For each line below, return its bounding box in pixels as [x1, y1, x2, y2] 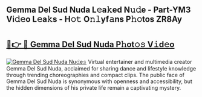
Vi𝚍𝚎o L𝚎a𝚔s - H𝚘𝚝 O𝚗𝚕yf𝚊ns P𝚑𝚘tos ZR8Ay [6, 14, 183, 25]
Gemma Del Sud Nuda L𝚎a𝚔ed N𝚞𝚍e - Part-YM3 [6, 5, 191, 15]
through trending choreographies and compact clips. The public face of [6, 72, 185, 78]
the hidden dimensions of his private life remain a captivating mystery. [6, 84, 181, 91]
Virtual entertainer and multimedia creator [88, 58, 192, 65]
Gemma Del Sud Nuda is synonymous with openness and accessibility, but [6, 78, 192, 85]
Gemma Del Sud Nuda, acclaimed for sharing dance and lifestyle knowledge [6, 65, 197, 72]
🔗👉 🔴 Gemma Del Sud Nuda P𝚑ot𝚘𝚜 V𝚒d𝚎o [6, 39, 175, 49]
